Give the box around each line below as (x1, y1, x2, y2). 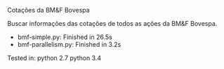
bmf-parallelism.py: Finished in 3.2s (17, 40, 121, 48)
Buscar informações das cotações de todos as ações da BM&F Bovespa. (7, 20, 218, 27)
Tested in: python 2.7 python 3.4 (7, 54, 102, 62)
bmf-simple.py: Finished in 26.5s (17, 33, 112, 41)
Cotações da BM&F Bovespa (7, 6, 90, 14)
